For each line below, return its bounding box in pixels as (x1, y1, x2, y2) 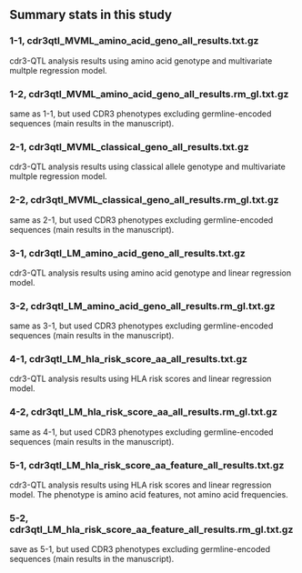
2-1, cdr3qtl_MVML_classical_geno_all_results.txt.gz (9, 140, 249, 153)
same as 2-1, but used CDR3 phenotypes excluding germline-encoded (9, 214, 274, 226)
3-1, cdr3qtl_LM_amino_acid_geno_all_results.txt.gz (9, 246, 246, 259)
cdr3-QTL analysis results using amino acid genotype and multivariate (9, 55, 273, 66)
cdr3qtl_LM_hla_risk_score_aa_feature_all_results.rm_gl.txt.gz (9, 523, 294, 536)
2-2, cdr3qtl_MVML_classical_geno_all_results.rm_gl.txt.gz (9, 194, 279, 206)
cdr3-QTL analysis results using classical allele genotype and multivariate (9, 161, 287, 172)
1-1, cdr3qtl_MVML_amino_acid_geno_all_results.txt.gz (9, 35, 259, 47)
